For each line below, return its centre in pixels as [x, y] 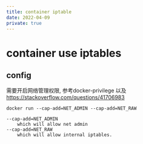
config [19, 75]
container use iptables [64, 53]
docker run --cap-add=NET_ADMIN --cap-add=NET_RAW [71, 109]
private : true [24, 23]
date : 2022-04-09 [28, 18]
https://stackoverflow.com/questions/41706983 [66, 97]
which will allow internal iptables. [65, 135]
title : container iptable [39, 12]
